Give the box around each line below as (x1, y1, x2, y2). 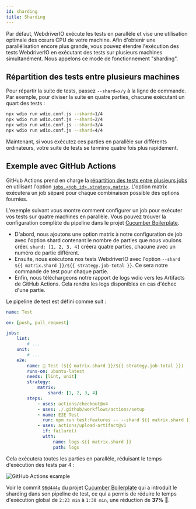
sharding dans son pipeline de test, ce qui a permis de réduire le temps (6, 490, 177, 497)
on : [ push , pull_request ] (6, 319, 69, 325)
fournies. (6, 195, 28, 202)
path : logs (52, 444, 80, 450)
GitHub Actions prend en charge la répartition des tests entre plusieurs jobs (6, 177, 188, 184)
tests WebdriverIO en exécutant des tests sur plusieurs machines (6, 49, 163, 56)
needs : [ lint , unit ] (27, 374, 77, 380)
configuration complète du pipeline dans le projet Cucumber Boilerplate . (6, 219, 180, 226)
